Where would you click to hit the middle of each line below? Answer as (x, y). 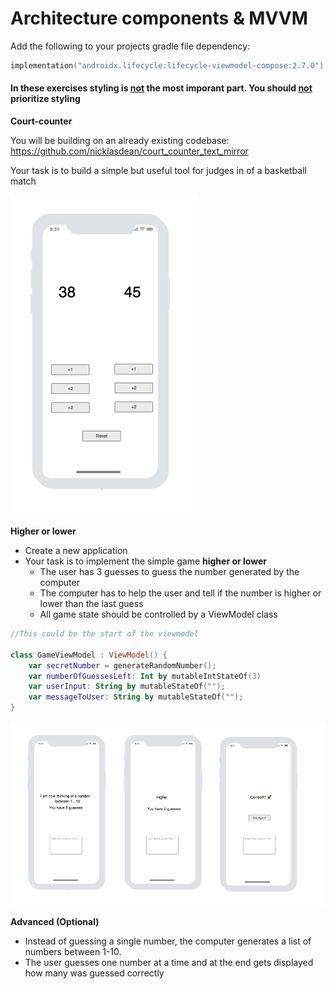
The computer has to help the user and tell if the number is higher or (180, 593)
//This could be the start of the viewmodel (104, 634)
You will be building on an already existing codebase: (120, 141)
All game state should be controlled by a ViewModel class (158, 614)
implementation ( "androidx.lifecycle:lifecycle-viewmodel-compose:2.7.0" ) (167, 65)
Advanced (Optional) (55, 921)
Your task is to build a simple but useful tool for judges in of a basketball (158, 171)
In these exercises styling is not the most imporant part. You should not (161, 88)
